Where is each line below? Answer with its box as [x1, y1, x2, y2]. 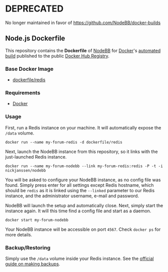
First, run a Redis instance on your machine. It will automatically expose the [5, 124, 161, 130]
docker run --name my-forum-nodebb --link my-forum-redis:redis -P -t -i [5, 164, 163, 169]
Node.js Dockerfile [5, 34, 65, 43]
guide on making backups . [5, 260, 60, 266]
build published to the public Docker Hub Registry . [5, 53, 110, 59]
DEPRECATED [5, 3, 64, 15]
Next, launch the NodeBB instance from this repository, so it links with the [5, 149, 158, 155]
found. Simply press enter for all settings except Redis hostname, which [5, 182, 154, 188]
